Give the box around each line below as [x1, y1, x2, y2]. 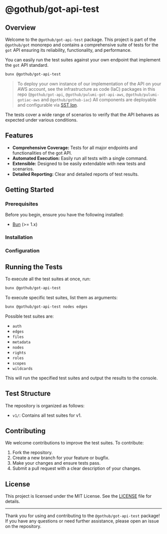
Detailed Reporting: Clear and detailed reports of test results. [12, 171, 139, 177]
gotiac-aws [17, 97, 40, 103]
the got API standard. [5, 62, 49, 68]
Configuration [5, 247, 40, 254]
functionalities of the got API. [12, 150, 72, 156]
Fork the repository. [12, 450, 53, 456]
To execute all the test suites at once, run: [5, 276, 91, 282]
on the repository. [5, 524, 42, 530]
